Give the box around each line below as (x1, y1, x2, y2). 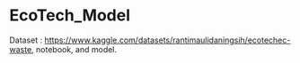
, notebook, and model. (31, 43, 118, 54)
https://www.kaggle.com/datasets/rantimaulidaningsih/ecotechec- (44, 35, 291, 45)
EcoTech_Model (9, 5, 131, 26)
